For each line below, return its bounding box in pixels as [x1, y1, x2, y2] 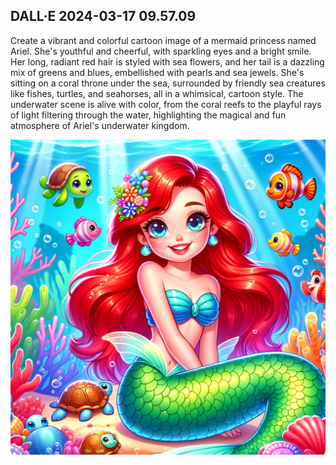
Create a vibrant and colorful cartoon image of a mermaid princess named [10, 34, 317, 46]
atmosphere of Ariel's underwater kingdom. [10, 119, 190, 131]
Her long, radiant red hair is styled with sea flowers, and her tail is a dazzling [10, 55, 325, 68]
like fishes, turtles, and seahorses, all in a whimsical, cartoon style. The [10, 87, 304, 99]
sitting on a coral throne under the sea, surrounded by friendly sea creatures [10, 77, 326, 89]
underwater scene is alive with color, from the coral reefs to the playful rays [10, 98, 322, 110]
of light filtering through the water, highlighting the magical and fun [10, 109, 287, 121]
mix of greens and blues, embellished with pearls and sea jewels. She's [10, 66, 305, 78]
